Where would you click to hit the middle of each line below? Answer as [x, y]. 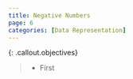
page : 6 [21, 23]
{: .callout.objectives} [43, 53]
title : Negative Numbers [49, 15]
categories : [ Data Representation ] [67, 30]
